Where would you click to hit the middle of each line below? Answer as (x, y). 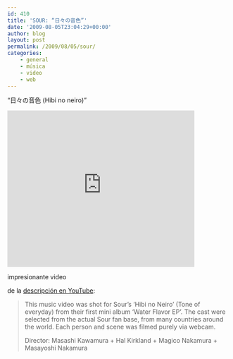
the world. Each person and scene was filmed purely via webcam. (120, 327)
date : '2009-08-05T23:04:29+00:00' (59, 27)
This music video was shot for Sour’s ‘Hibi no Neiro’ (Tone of (112, 305)
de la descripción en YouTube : (51, 291)
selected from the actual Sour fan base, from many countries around (124, 320)
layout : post (26, 40)
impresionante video (37, 277)
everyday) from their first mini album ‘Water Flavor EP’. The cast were (125, 312)
